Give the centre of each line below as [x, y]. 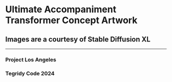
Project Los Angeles [31, 59]
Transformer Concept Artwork [71, 20]
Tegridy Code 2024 [30, 73]
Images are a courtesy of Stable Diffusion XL [78, 39]
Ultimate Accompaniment [61, 9]
